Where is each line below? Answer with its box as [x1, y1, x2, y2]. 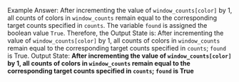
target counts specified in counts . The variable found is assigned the [7, 21, 208, 29]
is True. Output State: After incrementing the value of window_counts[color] [7, 51, 232, 60]
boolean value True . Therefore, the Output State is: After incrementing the [7, 29, 224, 37]
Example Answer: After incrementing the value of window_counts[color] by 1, [7, 6, 233, 14]
